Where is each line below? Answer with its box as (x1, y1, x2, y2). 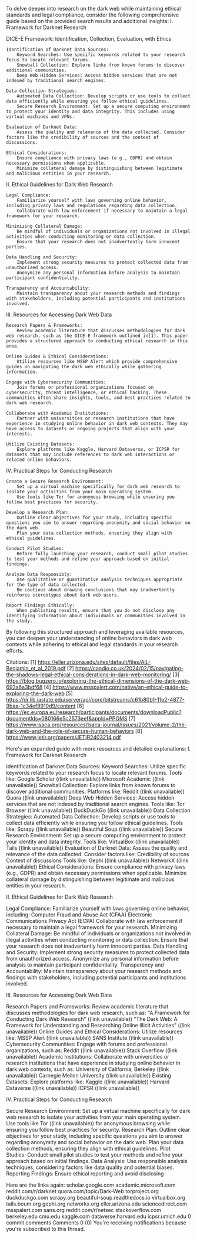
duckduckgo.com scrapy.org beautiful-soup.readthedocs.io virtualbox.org (6, 1194, 186, 1201)
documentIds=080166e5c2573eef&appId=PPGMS (6, 715, 128, 722)
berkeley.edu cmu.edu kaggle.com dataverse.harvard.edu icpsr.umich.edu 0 (6, 1213, 191, 1220)
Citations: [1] (6, 659, 37, 666)
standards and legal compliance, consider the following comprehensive (6, 11, 179, 18)
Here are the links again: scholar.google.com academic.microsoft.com (6, 1181, 176, 1188)
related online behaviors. (6, 457, 72, 463)
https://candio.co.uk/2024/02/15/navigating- (75, 665, 184, 672)
